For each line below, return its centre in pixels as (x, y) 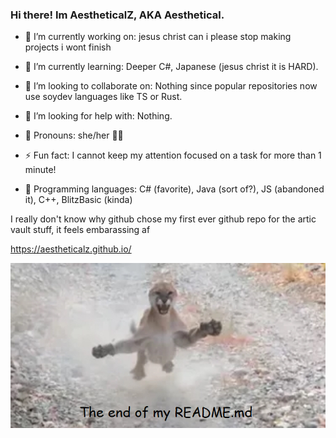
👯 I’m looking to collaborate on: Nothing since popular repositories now (171, 86)
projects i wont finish (68, 47)
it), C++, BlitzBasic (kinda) (78, 200)
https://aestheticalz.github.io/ (71, 249)
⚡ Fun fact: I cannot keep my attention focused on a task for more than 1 (173, 155)
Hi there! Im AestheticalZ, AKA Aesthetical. (117, 15)
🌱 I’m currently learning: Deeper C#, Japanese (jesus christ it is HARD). (171, 67)
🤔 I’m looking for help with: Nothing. (98, 116)
